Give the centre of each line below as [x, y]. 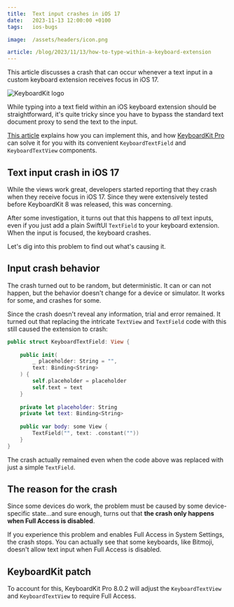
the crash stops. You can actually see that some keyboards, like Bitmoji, [111, 542]
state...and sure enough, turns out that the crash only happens [123, 514]
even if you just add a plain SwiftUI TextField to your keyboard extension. [113, 225]
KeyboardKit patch [49, 572]
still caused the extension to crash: [58, 329]
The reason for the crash [62, 489]
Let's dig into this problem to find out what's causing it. [87, 246]
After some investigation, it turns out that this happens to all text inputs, [110, 218]
